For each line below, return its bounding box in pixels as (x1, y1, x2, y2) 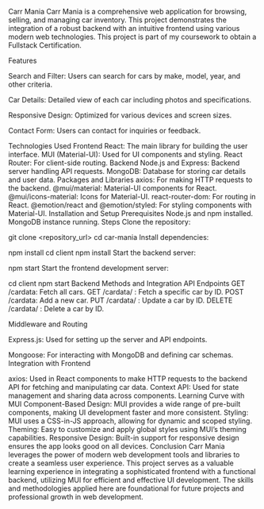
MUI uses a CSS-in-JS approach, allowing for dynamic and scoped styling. (8, 416, 252, 426)
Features (8, 56, 37, 65)
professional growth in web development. (8, 492, 144, 501)
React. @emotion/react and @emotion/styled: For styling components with (8, 200, 252, 210)
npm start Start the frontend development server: (8, 264, 169, 272)
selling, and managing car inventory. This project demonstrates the (8, 15, 228, 25)
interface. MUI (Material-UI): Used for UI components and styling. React (8, 150, 243, 159)
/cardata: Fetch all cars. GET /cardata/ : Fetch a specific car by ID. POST (8, 287, 244, 296)
